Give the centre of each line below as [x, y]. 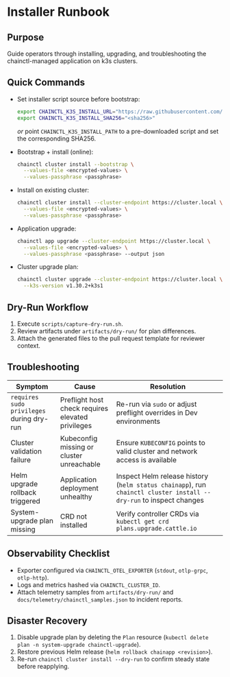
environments [138, 421]
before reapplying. [43, 667]
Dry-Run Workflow [48, 307]
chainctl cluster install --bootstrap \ [75, 164]
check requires [84, 408]
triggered [26, 501]
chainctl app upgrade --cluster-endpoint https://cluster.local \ [114, 241]
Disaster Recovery [47, 621]
